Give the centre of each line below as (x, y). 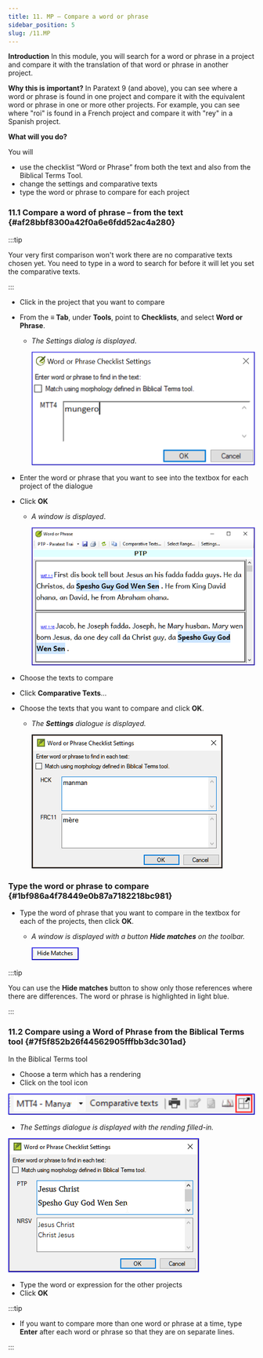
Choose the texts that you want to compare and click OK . (112, 708)
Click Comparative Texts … (63, 693)
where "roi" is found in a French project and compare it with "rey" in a (121, 113)
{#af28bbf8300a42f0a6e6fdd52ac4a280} (92, 222)
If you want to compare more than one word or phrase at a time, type (131, 1323)
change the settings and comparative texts (88, 184)
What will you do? (38, 137)
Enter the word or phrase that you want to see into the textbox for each (134, 478)
